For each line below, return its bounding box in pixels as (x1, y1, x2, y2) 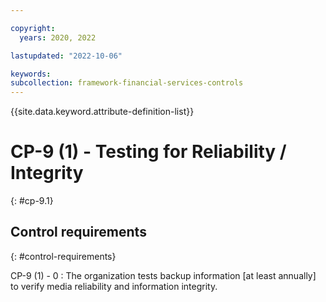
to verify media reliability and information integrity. (10, 280, 218, 292)
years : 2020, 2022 (19, 32, 97, 43)
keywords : (10, 69, 52, 79)
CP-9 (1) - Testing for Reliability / (10, 141, 287, 163)
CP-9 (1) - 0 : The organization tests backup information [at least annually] (10, 269, 317, 281)
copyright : (10, 23, 56, 33)
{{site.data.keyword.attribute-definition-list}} (10, 106, 195, 118)
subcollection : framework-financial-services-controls (10, 78, 244, 88)
